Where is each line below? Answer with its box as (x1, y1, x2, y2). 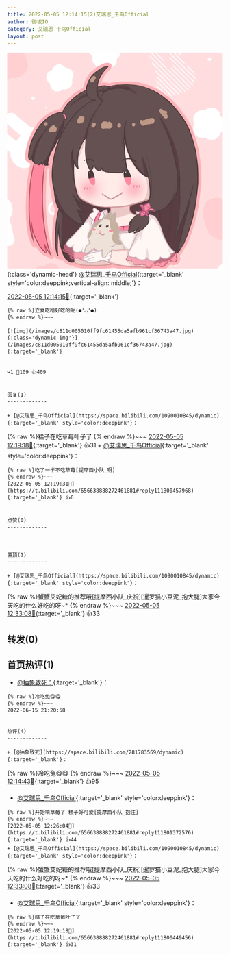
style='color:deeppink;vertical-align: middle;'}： (7, 279, 142, 287)
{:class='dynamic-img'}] (7, 334, 78, 342)
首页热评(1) (7, 659, 54, 671)
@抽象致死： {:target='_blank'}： (16, 678, 109, 686)
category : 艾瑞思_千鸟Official (7, 25, 91, 32)
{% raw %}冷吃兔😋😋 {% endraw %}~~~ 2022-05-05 (7, 769, 161, 778)
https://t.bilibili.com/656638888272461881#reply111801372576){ (7, 830, 194, 836)
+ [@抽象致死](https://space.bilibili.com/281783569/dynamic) (7, 749, 184, 756)
